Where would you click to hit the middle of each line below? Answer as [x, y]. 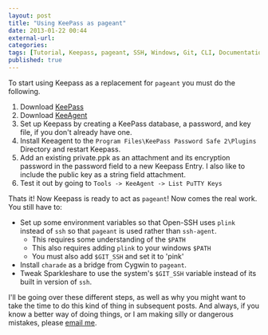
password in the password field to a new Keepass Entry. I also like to [132, 166]
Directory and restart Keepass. [70, 149]
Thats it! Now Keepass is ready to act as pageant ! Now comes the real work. [133, 198]
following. [24, 91]
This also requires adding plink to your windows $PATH [121, 247]
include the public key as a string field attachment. [102, 174]
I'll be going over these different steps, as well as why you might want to [127, 297]
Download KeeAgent [53, 115]
